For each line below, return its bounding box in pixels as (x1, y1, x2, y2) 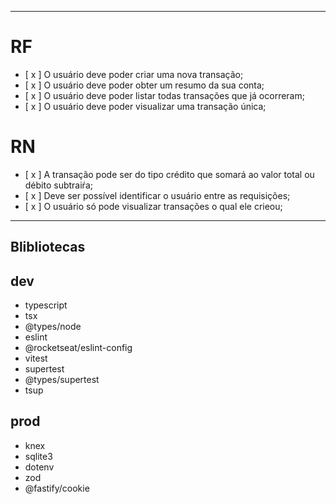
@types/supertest (24, 374, 100, 386)
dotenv (24, 461, 55, 473)
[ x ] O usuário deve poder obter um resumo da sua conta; (24, 79, 265, 91)
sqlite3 (24, 450, 53, 462)
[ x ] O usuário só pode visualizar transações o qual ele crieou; (24, 200, 283, 212)
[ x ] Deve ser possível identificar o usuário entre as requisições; (24, 189, 291, 201)
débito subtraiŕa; (24, 179, 93, 191)
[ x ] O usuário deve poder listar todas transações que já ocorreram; (24, 89, 305, 101)
